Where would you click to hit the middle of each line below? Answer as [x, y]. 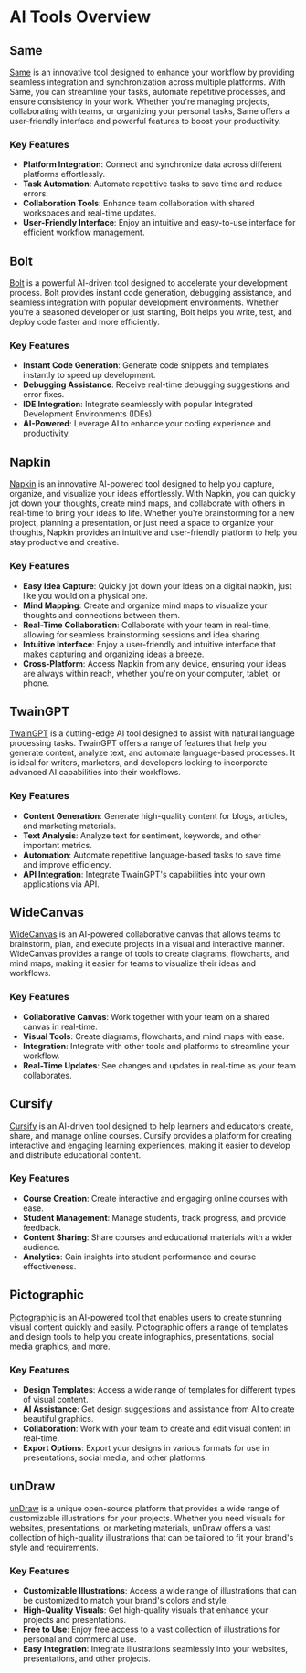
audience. [42, 1247]
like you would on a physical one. [85, 595]
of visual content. [55, 1399]
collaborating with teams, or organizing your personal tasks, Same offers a [150, 111]
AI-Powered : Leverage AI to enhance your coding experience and [147, 424]
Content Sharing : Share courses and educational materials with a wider [158, 1237]
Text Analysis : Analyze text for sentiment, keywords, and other [142, 835]
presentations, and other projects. [86, 1658]
